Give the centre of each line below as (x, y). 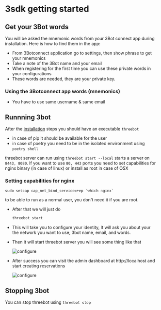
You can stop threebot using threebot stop (48, 302)
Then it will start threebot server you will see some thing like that (77, 242)
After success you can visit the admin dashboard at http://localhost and (83, 261)
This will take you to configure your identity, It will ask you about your (81, 228)
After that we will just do (36, 209)
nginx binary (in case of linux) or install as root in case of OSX (67, 168)
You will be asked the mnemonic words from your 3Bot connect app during (80, 38)
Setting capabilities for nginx (40, 181)
